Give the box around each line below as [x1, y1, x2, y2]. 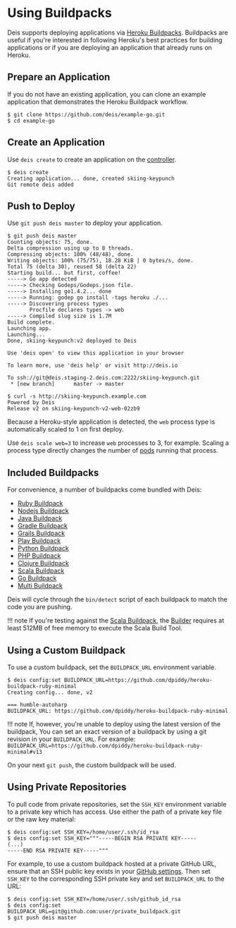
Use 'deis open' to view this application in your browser [7, 350, 185, 357]
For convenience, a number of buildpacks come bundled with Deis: [7, 485, 202, 494]
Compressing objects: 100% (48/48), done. [7, 251, 134, 258]
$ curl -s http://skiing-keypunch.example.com [7, 393, 147, 400]
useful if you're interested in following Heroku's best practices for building [7, 35, 223, 44]
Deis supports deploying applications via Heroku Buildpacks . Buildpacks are [7, 28, 228, 37]
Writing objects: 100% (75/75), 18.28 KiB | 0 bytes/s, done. [7, 257, 194, 264]
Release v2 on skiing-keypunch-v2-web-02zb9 [7, 405, 140, 413]
